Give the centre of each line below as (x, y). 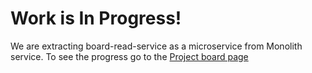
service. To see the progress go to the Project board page (129, 56)
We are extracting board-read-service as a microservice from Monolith (156, 46)
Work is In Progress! (96, 18)
